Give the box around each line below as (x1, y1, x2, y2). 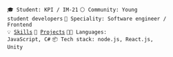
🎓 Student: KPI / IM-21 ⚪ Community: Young (7, 6, 138, 13)
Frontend (7, 21, 32, 28)
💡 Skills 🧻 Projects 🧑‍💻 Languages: (7, 29, 107, 36)
